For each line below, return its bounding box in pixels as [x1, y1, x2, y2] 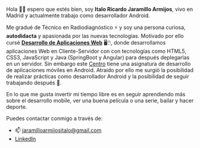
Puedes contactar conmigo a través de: [6, 115, 103, 122]
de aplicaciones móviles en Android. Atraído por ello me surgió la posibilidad [6, 67, 194, 74]
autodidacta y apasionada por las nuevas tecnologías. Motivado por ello [6, 33, 184, 39]
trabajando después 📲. [6, 79, 62, 86]
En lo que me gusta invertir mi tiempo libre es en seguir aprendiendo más [6, 91, 186, 97]
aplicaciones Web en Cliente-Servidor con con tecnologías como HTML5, [6, 48, 186, 55]
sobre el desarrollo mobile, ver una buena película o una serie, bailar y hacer [6, 97, 194, 104]
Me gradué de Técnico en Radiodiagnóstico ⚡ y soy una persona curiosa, [6, 24, 186, 31]
